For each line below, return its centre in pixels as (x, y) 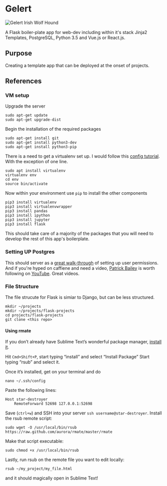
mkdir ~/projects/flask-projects (40, 311)
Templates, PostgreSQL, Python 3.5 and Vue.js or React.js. (65, 38)
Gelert (18, 9)
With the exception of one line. (37, 162)
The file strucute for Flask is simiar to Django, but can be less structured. (80, 297)
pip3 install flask (25, 224)
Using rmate (18, 330)
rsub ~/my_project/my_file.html (39, 469)
